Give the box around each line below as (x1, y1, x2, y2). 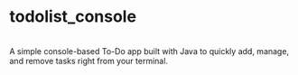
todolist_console (9, 6, 137, 27)
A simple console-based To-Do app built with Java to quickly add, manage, (9, 45, 290, 56)
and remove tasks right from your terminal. (9, 55, 169, 66)
